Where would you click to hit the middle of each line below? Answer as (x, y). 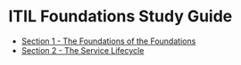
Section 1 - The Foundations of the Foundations (108, 41)
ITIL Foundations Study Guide (120, 16)
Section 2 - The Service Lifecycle (83, 50)
